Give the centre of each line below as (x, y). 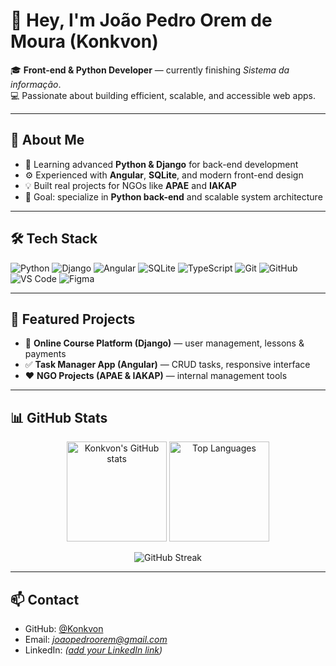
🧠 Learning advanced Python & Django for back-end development (161, 164)
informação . (36, 84)
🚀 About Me (47, 140)
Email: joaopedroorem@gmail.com (96, 639)
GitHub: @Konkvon (64, 628)
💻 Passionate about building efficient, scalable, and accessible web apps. (163, 95)
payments (45, 354)
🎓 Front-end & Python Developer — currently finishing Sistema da (150, 70)
